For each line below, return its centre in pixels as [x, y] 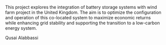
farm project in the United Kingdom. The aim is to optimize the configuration [83, 12]
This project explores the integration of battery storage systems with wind [81, 7]
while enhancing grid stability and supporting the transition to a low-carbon [83, 23]
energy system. [21, 28]
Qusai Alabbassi [22, 38]
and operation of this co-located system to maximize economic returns [78, 18]
